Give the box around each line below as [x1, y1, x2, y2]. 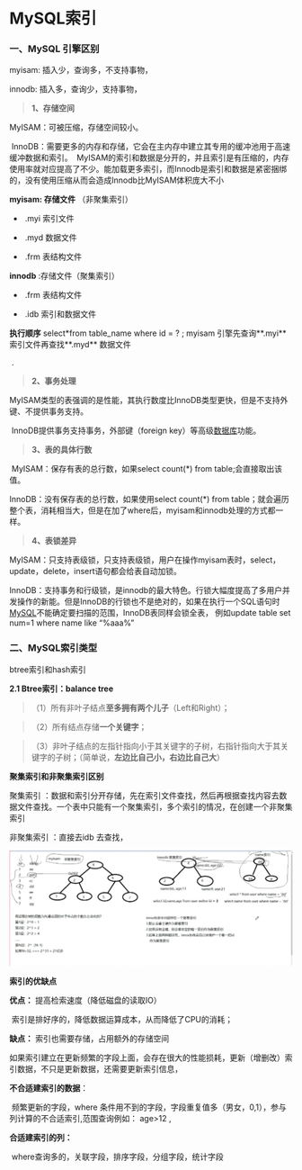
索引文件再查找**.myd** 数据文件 [9, 339, 132, 350]
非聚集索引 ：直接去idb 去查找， [9, 832, 129, 842]
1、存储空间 [31, 103, 75, 113]
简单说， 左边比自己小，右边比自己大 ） [82, 751, 225, 762]
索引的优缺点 [9, 976, 57, 986]
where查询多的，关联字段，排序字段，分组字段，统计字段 [11, 1151, 225, 1162]
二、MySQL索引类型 [9, 642, 98, 654]
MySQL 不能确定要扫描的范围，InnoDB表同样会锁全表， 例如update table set [9, 607, 291, 618]
